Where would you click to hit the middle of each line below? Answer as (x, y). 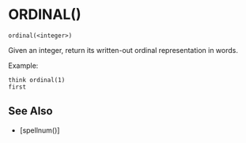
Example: (23, 66)
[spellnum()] (40, 130)
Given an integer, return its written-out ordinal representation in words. (123, 50)
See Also (30, 111)
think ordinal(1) (37, 80)
